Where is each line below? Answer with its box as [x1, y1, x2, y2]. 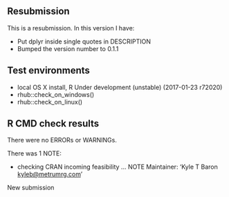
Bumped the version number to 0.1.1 [17, 44, 119, 53]
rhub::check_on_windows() [17, 90, 95, 99]
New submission [7, 183, 55, 192]
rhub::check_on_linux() [17, 97, 83, 106]
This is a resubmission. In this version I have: [7, 24, 135, 32]
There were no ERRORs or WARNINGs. [7, 136, 118, 144]
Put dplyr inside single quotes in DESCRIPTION [17, 37, 151, 46]
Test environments [7, 65, 90, 77]
